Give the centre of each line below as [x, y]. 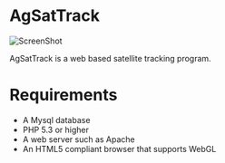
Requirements [64, 95]
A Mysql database [56, 120]
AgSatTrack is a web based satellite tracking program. [110, 58]
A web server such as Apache [79, 139]
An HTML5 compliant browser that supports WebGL [119, 149]
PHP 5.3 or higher [55, 129]
